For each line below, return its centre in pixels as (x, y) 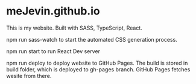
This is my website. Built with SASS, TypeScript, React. (74, 28)
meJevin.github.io (53, 11)
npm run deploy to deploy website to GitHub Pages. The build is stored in (97, 63)
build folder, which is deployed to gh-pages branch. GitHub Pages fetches (98, 69)
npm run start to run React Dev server (53, 51)
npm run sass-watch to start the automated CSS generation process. (92, 39)
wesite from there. (29, 76)
